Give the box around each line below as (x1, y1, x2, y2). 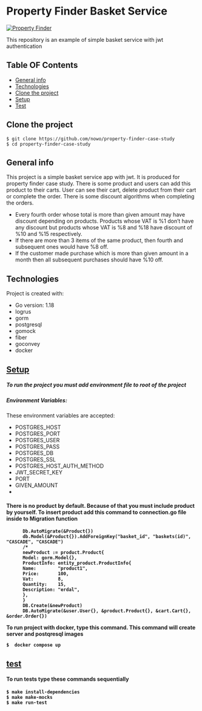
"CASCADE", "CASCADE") (6, 539, 64, 545)
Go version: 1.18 (15, 302, 55, 309)
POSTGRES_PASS (15, 443, 60, 450)
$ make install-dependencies (6, 689, 80, 695)
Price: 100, (22, 571, 69, 577)
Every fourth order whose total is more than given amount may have (15, 211, 186, 218)
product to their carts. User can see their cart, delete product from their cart (6, 186, 197, 194)
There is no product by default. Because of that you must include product (6, 502, 195, 509)
